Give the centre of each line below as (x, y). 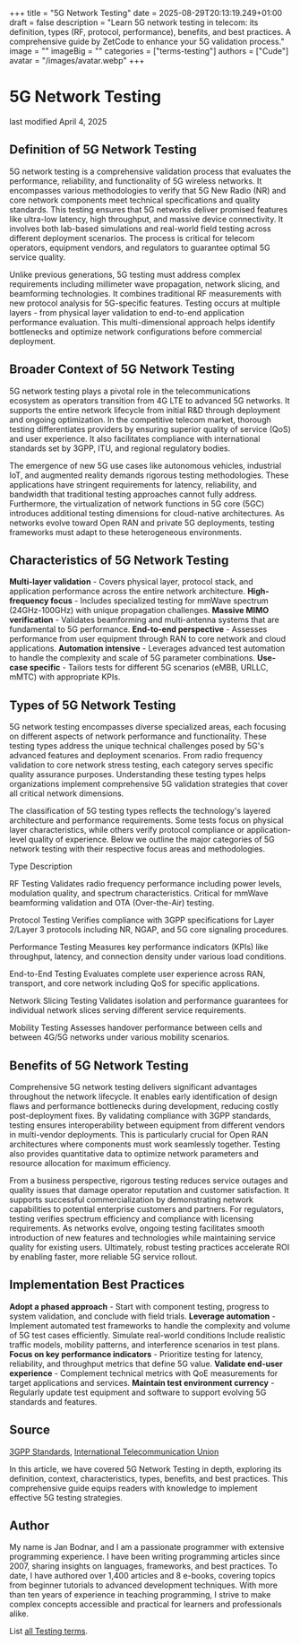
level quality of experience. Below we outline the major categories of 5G (142, 840)
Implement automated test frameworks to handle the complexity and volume (150, 1325)
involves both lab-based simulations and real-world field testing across (140, 229)
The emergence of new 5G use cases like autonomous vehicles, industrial (146, 465)
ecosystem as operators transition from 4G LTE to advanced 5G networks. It (150, 400)
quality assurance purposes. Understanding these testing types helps (138, 775)
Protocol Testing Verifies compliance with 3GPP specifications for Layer (142, 920)
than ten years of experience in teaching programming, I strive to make (140, 1595)
